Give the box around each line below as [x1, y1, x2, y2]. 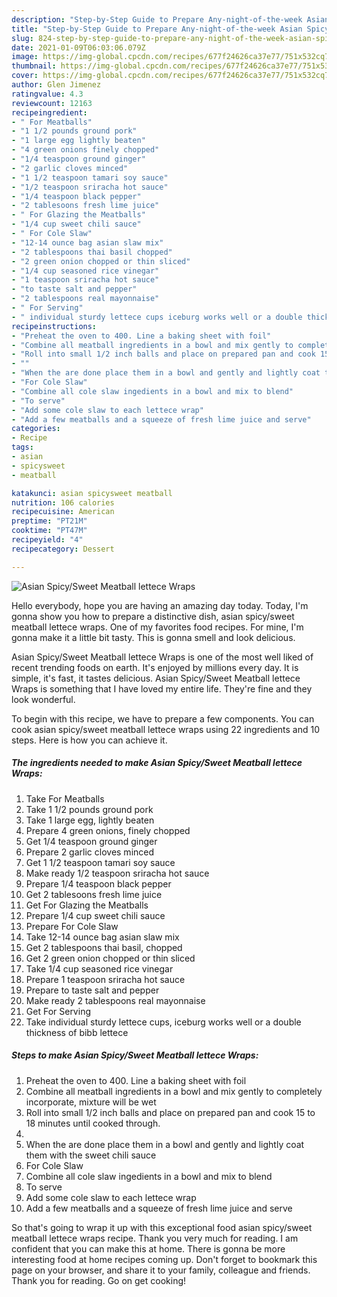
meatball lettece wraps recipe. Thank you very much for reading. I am [11, 1232, 299, 1244]
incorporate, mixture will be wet [25, 1096, 157, 1108]
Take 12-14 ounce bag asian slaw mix [25, 931, 180, 943]
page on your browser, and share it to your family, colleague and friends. [11, 1264, 311, 1276]
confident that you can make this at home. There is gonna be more [11, 1242, 286, 1255]
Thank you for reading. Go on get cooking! [11, 1274, 187, 1286]
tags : [11, 442, 34, 453]
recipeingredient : [11, 107, 88, 118]
